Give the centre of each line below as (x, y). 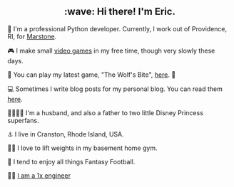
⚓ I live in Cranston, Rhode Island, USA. (66, 134)
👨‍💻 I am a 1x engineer (39, 175)
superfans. (23, 120)
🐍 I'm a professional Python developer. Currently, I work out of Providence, (117, 28)
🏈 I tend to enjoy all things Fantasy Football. (71, 161)
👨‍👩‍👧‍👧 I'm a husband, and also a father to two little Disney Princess (105, 112)
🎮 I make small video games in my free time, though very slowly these (111, 50)
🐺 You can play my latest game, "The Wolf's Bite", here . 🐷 (92, 75)
